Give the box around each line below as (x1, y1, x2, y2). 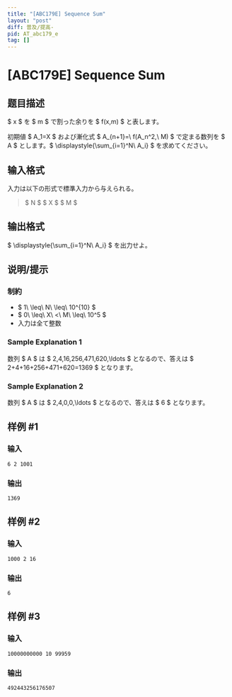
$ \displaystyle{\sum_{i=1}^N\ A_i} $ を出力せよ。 (7, 240, 152, 249)
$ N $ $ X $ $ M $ (24, 198, 78, 206)
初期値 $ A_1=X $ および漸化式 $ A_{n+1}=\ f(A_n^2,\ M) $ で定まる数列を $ (7, 133, 226, 141)
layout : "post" (7, 17, 52, 24)
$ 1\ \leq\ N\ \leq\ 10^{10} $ (17, 303, 96, 312)
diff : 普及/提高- (7, 23, 54, 30)
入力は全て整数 (17, 319, 62, 328)
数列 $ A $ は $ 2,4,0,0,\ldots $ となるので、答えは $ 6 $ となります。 (7, 398, 209, 407)
